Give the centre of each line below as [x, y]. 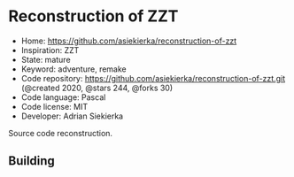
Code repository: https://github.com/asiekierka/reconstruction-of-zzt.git [153, 78]
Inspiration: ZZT [50, 50]
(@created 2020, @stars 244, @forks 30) [97, 88]
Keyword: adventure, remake [74, 69]
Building [31, 161]
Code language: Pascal [63, 97]
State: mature [46, 59]
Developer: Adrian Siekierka [72, 116]
